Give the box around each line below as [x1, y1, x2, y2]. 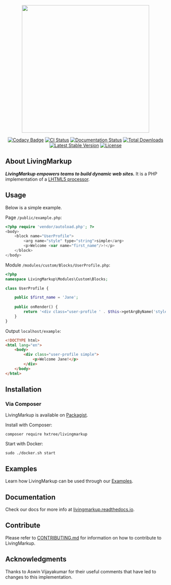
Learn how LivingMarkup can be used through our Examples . [5, 478, 133, 484]
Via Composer [5, 400, 42, 407]
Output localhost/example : [5, 328, 61, 334]
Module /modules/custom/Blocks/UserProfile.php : [5, 262, 110, 268]
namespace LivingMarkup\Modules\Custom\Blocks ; [5, 276, 108, 282]
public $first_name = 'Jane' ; [14, 295, 79, 300]
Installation [5, 385, 42, 394]
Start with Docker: [5, 441, 43, 447]
